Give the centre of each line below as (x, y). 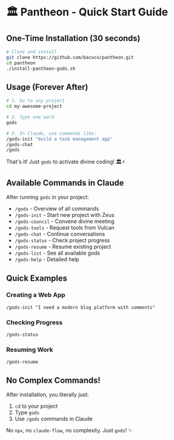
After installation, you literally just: (48, 395)
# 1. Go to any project (36, 101)
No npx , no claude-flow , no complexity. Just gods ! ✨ (69, 430)
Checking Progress (34, 322)
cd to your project (36, 406)
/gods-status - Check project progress (62, 240)
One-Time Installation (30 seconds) (73, 38)
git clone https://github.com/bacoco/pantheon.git (70, 57)
